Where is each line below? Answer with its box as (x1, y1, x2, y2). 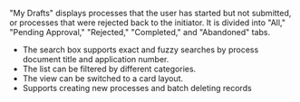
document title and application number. (22, 54, 169, 64)
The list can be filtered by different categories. (22, 63, 197, 74)
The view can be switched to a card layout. (22, 73, 184, 84)
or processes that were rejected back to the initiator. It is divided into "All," (9, 17, 286, 28)
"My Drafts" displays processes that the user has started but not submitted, (9, 8, 292, 18)
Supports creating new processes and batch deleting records (22, 83, 252, 93)
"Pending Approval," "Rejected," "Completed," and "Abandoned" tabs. (9, 27, 271, 37)
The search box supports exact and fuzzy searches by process (22, 44, 259, 55)
